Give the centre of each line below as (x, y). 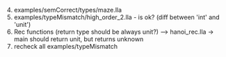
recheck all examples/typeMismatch (66, 46)
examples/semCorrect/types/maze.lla (68, 10)
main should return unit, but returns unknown (79, 39)
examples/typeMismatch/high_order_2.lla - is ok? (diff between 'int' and (117, 17)
